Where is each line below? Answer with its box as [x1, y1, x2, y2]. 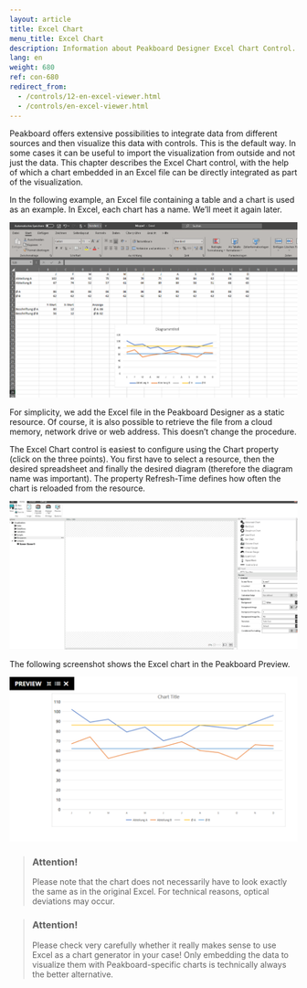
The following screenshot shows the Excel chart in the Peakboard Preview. [9, 658, 291, 669]
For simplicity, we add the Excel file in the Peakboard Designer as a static [9, 407, 285, 418]
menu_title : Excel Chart [9, 34, 104, 43]
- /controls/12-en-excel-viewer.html [17, 91, 162, 101]
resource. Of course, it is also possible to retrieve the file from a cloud [9, 416, 272, 427]
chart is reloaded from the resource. [9, 483, 146, 494]
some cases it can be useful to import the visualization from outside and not [9, 147, 295, 158]
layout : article [9, 15, 71, 24]
